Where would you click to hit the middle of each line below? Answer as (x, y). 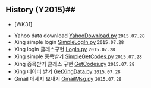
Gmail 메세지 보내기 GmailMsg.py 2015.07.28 (68, 78)
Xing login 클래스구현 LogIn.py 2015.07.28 (65, 49)
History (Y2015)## (40, 10)
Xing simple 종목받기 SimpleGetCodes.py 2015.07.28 (78, 56)
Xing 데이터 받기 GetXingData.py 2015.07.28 (67, 71)
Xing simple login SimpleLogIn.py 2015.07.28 (69, 42)
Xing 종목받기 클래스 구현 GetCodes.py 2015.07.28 (74, 64)
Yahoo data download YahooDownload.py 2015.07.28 (79, 36)
